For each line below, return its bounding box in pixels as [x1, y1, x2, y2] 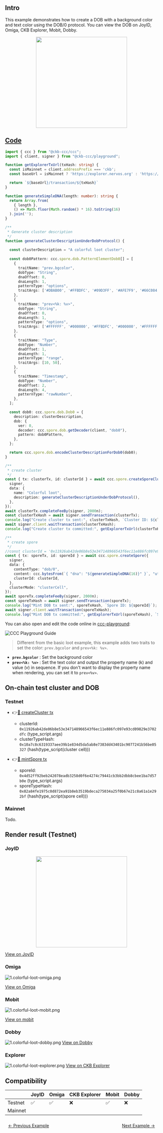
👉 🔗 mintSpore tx [12, 756, 47, 762]
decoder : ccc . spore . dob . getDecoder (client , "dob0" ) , [17, 428, 127, 433]
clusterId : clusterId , [14, 576, 60, 581]
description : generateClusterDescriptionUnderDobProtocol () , [14, 495, 140, 500]
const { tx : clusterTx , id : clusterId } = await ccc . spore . [5, 477, 130, 482]
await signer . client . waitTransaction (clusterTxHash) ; [5, 522, 116, 527]
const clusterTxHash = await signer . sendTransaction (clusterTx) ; [5, 513, 140, 518]
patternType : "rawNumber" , [17, 392, 73, 397]
